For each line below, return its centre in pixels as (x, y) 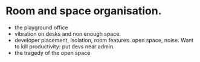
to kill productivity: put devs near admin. (65, 46)
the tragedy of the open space (52, 52)
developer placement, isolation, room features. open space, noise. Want (104, 40)
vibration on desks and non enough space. (68, 33)
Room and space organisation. (84, 11)
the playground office (41, 27)
